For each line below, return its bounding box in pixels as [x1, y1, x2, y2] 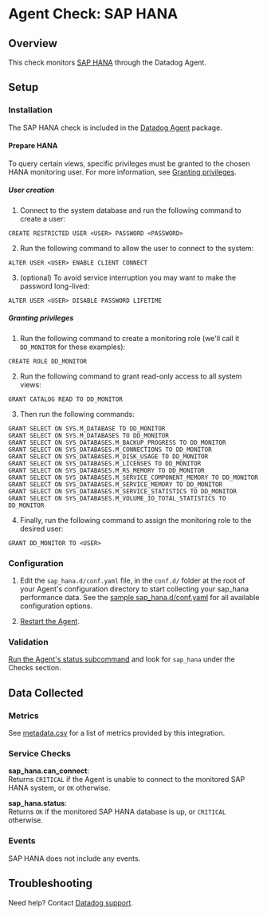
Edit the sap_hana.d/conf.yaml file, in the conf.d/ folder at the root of [19, 575, 245, 586]
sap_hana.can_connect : [8, 766, 90, 776]
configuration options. [19, 601, 93, 611]
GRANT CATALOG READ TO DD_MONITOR [8, 395, 124, 403]
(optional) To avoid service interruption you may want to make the [19, 273, 237, 282]
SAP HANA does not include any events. [8, 854, 141, 863]
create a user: [19, 214, 66, 223]
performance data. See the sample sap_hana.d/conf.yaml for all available [19, 593, 260, 603]
